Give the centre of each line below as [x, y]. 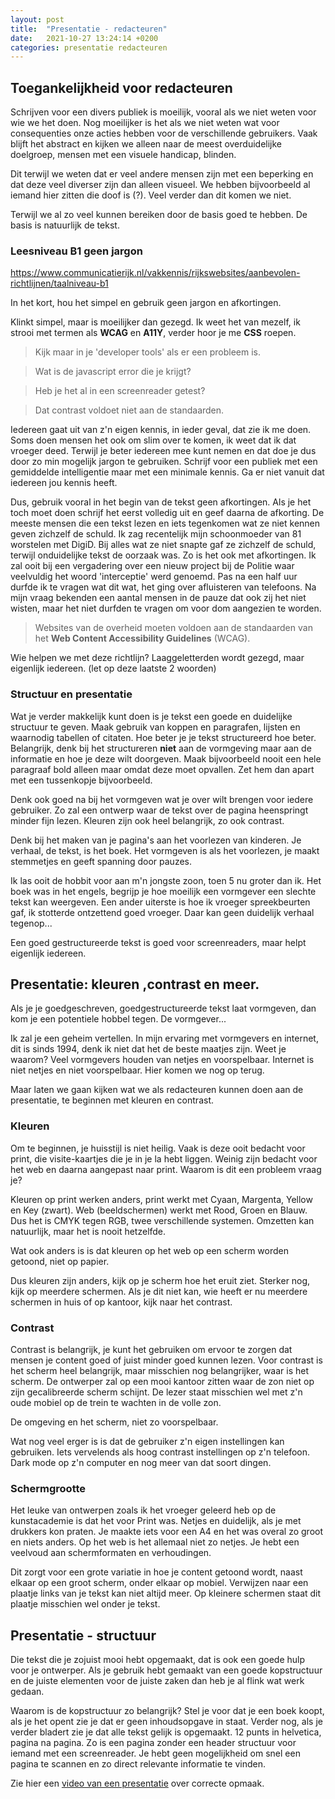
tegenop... [31, 923]
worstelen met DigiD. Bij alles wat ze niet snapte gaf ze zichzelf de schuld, [163, 545]
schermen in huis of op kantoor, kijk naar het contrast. [121, 1302]
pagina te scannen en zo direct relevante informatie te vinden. [138, 1764]
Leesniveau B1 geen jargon [76, 251]
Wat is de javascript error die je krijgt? [113, 372]
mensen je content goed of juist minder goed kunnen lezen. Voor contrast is [166, 1360]
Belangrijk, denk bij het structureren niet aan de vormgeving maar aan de [161, 748]
